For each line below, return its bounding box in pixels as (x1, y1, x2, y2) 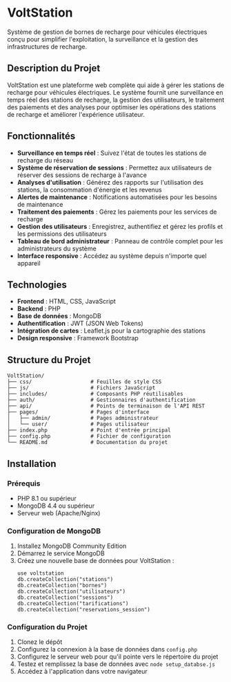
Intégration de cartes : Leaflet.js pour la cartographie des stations (17, 326, 205, 335)
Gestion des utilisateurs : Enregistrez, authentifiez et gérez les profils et (17, 222, 223, 230)
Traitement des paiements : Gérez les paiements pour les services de (17, 208, 217, 216)
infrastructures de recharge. (7, 42, 88, 50)
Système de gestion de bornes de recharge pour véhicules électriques (7, 28, 208, 36)
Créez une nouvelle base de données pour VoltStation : (17, 557, 174, 565)
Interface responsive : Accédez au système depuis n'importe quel (17, 251, 207, 260)
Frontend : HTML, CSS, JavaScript (17, 297, 116, 306)
